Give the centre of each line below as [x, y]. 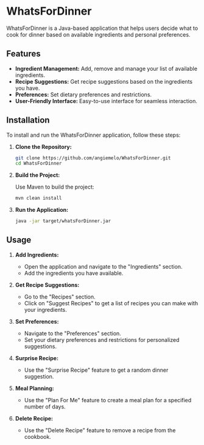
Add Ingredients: [37, 255]
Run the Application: [42, 210]
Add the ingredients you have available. [74, 273]
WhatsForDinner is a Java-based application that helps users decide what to [102, 28]
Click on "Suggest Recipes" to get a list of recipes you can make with [111, 303]
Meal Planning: [35, 388]
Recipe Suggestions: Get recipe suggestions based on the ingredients [104, 81]
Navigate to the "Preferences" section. [73, 333]
